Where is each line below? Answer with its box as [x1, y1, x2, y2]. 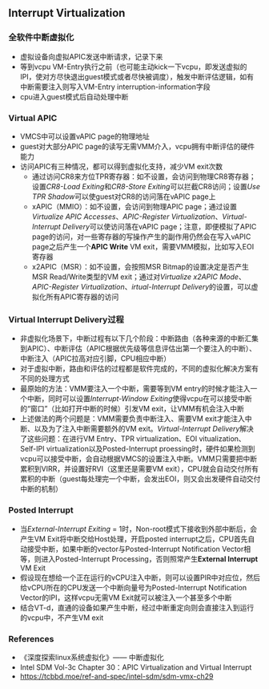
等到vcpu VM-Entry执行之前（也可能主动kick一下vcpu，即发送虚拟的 [19, 62, 247, 71]
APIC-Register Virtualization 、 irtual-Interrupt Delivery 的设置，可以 [31, 282, 252, 291]
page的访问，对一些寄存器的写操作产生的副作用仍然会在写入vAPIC [31, 232, 251, 241]
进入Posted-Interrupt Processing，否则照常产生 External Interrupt [41, 553, 259, 564]
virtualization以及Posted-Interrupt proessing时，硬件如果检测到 [46, 444, 255, 454]
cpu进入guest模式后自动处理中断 [19, 91, 129, 101]
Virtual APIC [8, 112, 58, 124]
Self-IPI [19, 444, 46, 454]
